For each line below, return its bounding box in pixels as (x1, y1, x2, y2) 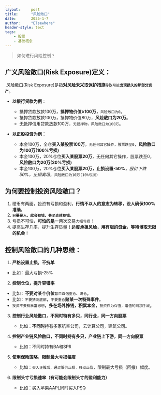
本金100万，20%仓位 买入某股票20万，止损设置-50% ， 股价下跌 (19, 165, 146, 171)
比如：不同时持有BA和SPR (19, 344, 72, 349)
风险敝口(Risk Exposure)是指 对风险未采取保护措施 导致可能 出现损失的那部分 (6, 82, 149, 88)
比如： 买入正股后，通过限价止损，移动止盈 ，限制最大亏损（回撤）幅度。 (19, 364, 153, 370)
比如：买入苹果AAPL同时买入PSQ (19, 385, 86, 391)
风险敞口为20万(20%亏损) (19, 159, 72, 165)
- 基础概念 (14, 39, 33, 44)
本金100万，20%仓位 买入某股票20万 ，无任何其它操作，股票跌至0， (19, 153, 155, 159)
